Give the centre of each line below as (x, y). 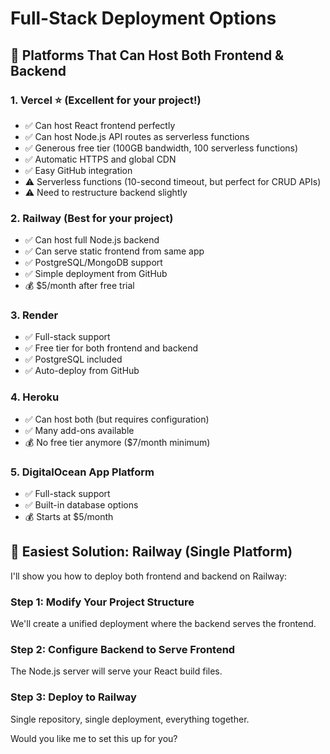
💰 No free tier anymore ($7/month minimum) (117, 442)
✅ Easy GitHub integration (78, 170)
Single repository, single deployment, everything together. (130, 719)
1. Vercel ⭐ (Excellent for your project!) (106, 100)
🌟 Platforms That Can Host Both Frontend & (147, 55)
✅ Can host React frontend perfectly (100, 125)
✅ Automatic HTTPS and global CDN (100, 159)
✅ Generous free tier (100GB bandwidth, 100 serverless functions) (161, 148)
